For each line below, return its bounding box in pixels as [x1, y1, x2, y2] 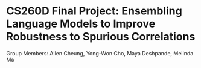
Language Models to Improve [6, 17, 156, 31]
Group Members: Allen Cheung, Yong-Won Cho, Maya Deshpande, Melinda [6, 49, 194, 57]
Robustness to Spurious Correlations [6, 30, 196, 43]
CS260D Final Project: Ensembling [6, 4, 182, 18]
